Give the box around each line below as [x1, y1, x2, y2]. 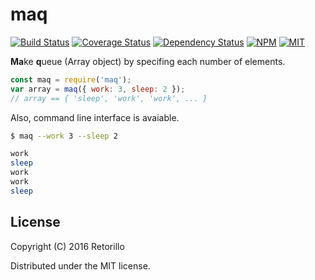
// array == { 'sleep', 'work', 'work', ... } [10, 93, 208, 103]
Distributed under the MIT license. [10, 259, 151, 272]
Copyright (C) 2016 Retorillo [10, 240, 125, 252]
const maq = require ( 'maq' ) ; [10, 74, 132, 85]
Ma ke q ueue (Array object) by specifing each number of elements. [10, 55, 286, 67]
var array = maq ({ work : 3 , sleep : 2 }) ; [10, 84, 186, 94]
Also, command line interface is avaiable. [10, 111, 180, 123]
